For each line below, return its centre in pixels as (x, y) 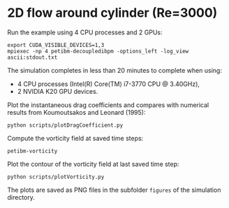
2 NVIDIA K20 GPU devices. (58, 91)
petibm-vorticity (32, 151)
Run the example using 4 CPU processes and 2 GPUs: (85, 32)
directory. (21, 197)
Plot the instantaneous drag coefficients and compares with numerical (108, 105)
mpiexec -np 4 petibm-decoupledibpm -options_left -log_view (98, 51)
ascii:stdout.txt (32, 57)
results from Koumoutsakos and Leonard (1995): (76, 112)
